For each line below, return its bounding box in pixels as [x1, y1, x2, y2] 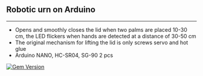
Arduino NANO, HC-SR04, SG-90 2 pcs [14, 51, 114, 59]
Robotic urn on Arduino [6, 5, 95, 15]
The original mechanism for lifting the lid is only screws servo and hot [14, 39, 188, 46]
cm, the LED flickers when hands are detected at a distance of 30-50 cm [14, 32, 196, 39]
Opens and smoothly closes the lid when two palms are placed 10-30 [14, 26, 187, 33]
